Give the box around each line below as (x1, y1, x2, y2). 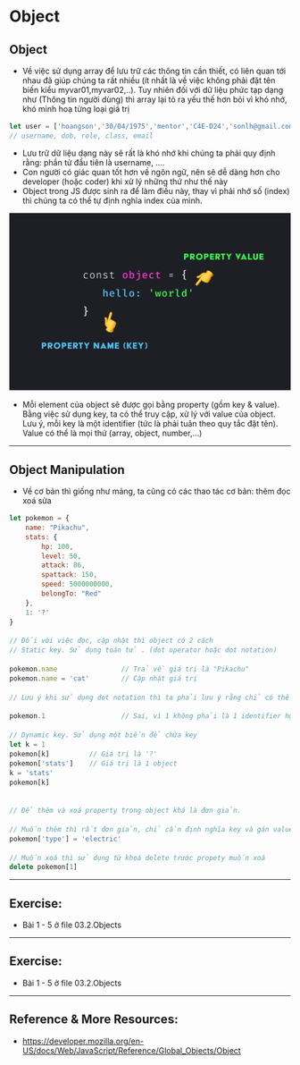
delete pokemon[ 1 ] (9, 863, 78, 872)
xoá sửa (21, 495, 52, 506)
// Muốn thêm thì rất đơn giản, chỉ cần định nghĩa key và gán (9, 824, 270, 833)
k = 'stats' (9, 768, 54, 777)
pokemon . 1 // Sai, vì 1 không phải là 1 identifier (9, 712, 281, 721)
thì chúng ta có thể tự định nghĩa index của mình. (21, 195, 203, 206)
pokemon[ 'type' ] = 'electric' (9, 834, 122, 843)
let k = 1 (9, 740, 46, 749)
